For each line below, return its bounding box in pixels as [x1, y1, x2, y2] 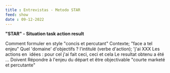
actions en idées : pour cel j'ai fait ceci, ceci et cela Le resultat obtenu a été [5, 51, 164, 57]
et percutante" [5, 62, 36, 68]
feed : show [5, 12, 28, 17]
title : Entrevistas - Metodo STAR [5, 7, 81, 13]
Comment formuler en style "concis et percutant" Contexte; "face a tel [5, 41, 153, 47]
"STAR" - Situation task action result [5, 31, 84, 37]
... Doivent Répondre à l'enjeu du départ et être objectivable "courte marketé [5, 57, 165, 63]
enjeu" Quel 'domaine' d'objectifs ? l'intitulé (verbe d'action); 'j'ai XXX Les [5, 46, 160, 52]
